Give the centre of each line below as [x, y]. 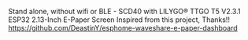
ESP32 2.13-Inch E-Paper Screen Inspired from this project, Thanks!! [119, 20]
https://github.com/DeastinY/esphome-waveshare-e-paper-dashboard [123, 28]
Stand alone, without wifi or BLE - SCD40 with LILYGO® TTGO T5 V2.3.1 [124, 11]
